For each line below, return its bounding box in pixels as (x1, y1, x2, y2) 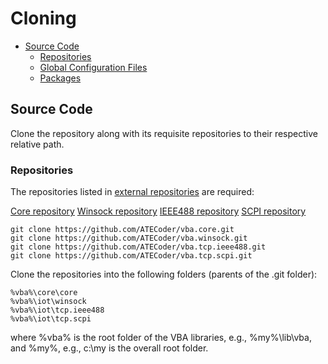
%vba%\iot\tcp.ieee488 (10, 305, 105, 316)
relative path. (10, 138, 65, 150)
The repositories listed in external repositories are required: (10, 186, 255, 198)
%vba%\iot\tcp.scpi (10, 314, 92, 324)
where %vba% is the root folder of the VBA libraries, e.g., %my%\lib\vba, (10, 332, 312, 344)
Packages (39, 72, 82, 84)
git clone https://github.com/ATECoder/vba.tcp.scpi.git (10, 251, 253, 261)
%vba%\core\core (10, 288, 78, 298)
